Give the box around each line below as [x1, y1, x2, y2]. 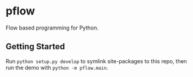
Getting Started [5, 42, 65, 52]
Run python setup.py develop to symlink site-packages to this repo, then [5, 57, 187, 64]
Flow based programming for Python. [5, 24, 99, 31]
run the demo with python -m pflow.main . [5, 64, 108, 71]
